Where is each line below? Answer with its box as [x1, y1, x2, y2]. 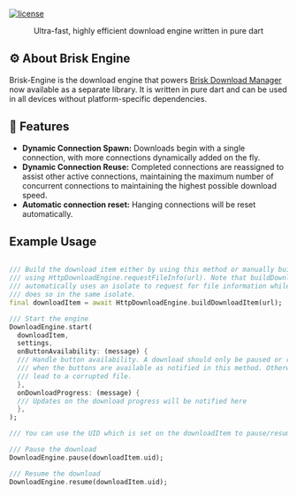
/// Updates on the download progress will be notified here [17, 397, 247, 406]
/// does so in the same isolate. [9, 290, 137, 299]
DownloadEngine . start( [9, 322, 93, 331]
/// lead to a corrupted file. [17, 372, 133, 381]
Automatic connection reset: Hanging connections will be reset [21, 199, 256, 210]
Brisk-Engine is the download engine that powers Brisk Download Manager [9, 74, 282, 85]
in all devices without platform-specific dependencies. [9, 93, 208, 104]
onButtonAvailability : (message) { [17, 347, 148, 356]
